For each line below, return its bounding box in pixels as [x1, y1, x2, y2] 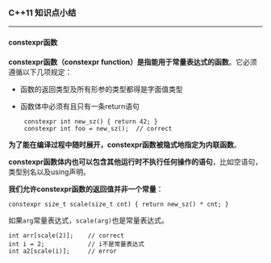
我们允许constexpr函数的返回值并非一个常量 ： [8, 184, 164, 194]
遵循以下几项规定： [8, 67, 73, 77]
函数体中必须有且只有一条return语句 [19, 101, 140, 111]
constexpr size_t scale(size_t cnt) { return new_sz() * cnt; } [8, 200, 229, 208]
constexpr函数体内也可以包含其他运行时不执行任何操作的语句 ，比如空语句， [8, 157, 263, 166]
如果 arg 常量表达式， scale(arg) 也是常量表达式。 [8, 215, 169, 225]
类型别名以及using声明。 [8, 167, 90, 177]
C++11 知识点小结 [8, 6, 77, 18]
